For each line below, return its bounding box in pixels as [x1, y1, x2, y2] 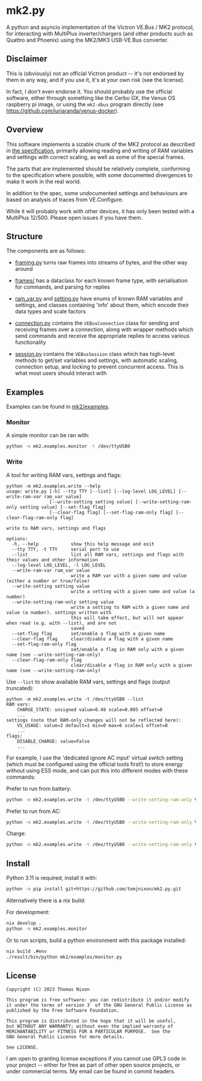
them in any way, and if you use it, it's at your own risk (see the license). [6, 76, 185, 83]
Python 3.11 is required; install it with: [6, 874, 97, 882]
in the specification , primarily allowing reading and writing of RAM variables [6, 147, 194, 154]
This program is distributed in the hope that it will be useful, [6, 1018, 176, 1024]
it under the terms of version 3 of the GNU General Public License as [6, 1002, 192, 1009]
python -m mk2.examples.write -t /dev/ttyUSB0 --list [6, 696, 144, 702]
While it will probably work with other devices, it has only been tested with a [6, 207, 195, 214]
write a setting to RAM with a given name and [70, 604, 189, 610]
